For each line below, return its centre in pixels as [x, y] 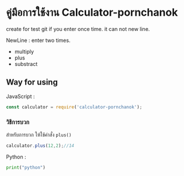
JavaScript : [20, 96]
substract [26, 64]
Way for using [32, 82]
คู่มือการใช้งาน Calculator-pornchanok [92, 13]
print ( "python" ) [26, 167]
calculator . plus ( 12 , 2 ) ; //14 [40, 146]
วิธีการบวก [18, 122]
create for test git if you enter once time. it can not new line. [78, 29]
